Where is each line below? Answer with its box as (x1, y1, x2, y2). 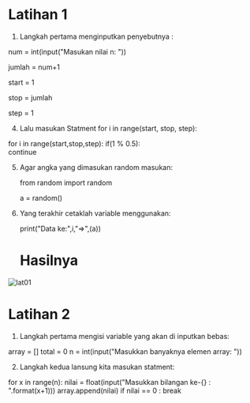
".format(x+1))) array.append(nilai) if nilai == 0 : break (8, 386, 181, 395)
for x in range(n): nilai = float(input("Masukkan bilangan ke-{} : (8, 377, 211, 386)
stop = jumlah (8, 92, 53, 102)
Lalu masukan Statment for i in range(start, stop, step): (19, 123, 197, 133)
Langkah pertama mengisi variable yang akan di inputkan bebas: (19, 331, 230, 341)
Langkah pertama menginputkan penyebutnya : (19, 32, 174, 41)
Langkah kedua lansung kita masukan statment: (19, 362, 175, 371)
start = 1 (8, 77, 35, 87)
